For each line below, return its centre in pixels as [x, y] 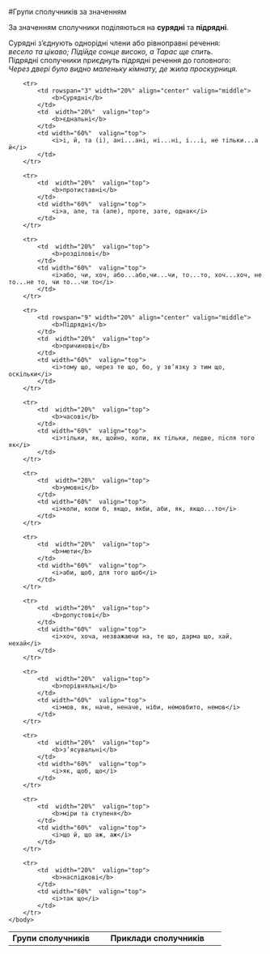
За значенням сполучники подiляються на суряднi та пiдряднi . [118, 27]
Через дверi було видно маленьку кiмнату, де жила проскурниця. [123, 69]
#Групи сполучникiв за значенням [67, 12]
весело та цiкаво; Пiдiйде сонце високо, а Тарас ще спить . [111, 51]
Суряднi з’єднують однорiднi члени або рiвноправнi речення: [114, 43]
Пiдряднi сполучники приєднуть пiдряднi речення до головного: [120, 60]
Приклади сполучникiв [157, 938]
